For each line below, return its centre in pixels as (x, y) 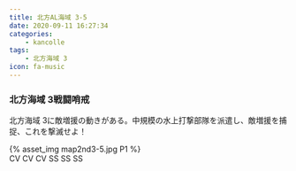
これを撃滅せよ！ (55, 132)
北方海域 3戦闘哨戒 (49, 99)
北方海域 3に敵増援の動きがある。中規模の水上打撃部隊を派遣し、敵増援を (144, 120)
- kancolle (45, 42)
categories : (31, 34)
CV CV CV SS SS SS (46, 159)
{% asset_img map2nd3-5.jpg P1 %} (75, 149)
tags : (19, 51)
